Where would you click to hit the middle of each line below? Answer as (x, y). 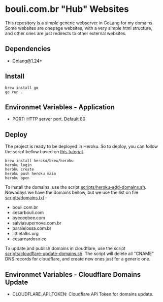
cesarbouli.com (28, 213)
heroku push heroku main (31, 174)
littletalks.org (25, 234)
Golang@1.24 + (27, 61)
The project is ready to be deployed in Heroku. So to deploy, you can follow (82, 146)
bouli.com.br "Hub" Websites (67, 9)
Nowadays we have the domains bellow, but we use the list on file (72, 193)
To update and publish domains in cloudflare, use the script (65, 249)
